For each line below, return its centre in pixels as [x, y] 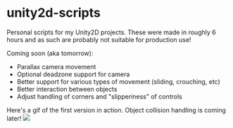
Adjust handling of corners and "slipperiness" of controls [99, 97]
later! [14, 118]
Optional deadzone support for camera [73, 74]
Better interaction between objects [67, 89]
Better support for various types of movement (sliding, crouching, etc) [119, 81]
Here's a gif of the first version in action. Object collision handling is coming [116, 110]
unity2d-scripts [54, 13]
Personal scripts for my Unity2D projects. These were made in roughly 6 [111, 32]
